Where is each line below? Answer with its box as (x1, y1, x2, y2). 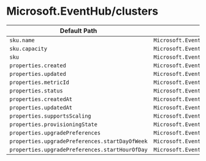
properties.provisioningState (9, 121, 98, 128)
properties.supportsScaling (9, 112, 91, 119)
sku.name (9, 37, 35, 43)
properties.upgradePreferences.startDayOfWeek (9, 138, 148, 144)
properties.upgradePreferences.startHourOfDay (9, 146, 148, 153)
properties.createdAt (9, 95, 72, 102)
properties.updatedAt (9, 104, 72, 111)
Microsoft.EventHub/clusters (6, 4, 159, 18)
